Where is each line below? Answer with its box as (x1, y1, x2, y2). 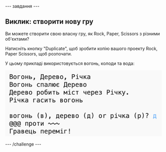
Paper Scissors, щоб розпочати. (5, 51, 72, 56)
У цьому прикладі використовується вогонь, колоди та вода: (5, 60, 135, 66)
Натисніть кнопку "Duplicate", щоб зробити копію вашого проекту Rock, (5, 46, 158, 51)
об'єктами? (5, 36, 29, 42)
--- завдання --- (5, 3, 40, 9)
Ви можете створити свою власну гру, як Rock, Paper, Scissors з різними (5, 31, 160, 37)
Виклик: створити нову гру (5, 17, 93, 26)
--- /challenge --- (5, 141, 41, 147)
